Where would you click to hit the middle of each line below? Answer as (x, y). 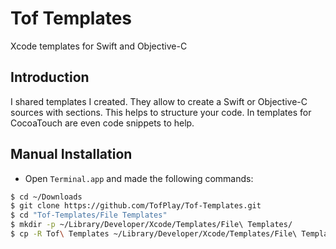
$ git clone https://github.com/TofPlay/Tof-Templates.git (136, 206)
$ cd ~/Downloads (46, 197)
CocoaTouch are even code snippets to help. (102, 123)
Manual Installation (71, 154)
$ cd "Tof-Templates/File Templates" (89, 215)
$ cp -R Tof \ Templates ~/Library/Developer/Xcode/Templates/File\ (154, 234)
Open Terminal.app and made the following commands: (139, 178)
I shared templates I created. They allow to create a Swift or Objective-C (159, 101)
